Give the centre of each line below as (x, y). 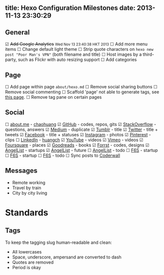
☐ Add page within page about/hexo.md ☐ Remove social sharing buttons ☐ (81, 87)
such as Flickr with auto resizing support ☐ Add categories (77, 60)
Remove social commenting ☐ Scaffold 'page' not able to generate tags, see (82, 92)
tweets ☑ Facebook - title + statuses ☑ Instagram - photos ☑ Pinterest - (78, 134)
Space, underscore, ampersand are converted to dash (67, 257)
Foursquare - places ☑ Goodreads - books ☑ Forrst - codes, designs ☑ (77, 145)
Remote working (29, 182)
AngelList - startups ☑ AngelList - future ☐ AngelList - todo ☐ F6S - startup (82, 150)
